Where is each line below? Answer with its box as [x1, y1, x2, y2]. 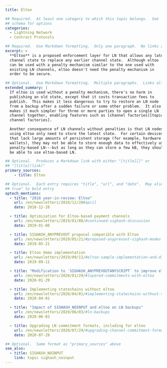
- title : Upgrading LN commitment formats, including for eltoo [9, 323, 146, 328]
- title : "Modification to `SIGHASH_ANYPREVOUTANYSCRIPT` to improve [9, 268, 157, 273]
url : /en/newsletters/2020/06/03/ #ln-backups [14, 310, 110, 315]
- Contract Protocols [9, 35, 55, 40]
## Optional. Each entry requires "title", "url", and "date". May [5, 181, 153, 187]
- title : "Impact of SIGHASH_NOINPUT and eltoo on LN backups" [9, 305, 143, 310]
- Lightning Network [9, 30, 52, 35]
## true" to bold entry [5, 186, 55, 191]
